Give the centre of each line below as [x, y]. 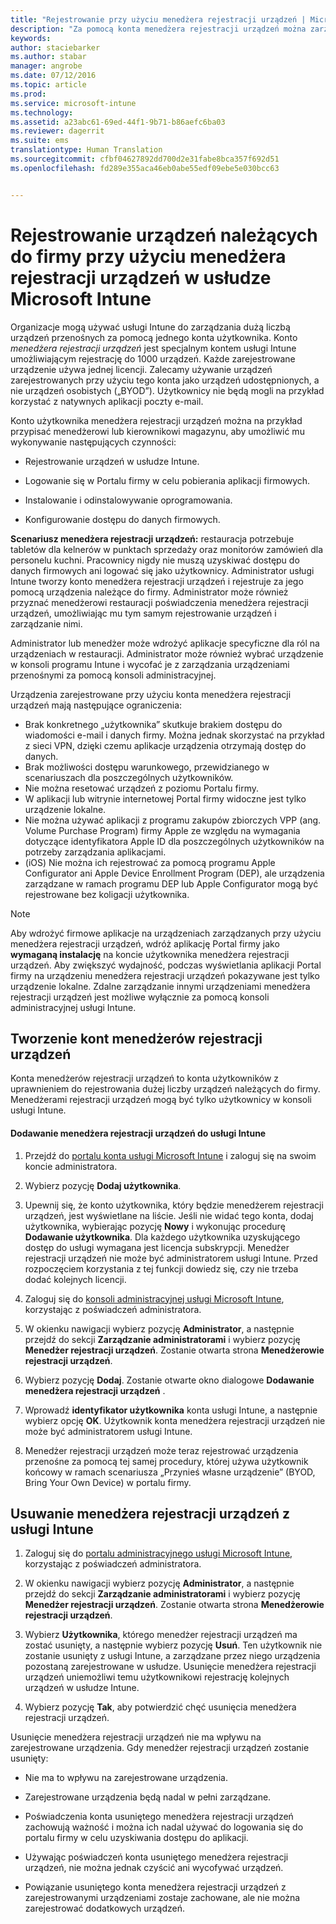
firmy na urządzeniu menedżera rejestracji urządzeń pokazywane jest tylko [165, 975]
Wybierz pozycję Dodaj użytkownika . [103, 1185]
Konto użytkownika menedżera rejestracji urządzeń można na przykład [156, 420]
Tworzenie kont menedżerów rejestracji [136, 1038]
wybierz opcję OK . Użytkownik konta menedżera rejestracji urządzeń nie [175, 1420]
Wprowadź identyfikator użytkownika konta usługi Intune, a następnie [171, 1410]
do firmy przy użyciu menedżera [148, 256]
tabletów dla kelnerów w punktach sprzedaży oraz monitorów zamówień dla [167, 549]
